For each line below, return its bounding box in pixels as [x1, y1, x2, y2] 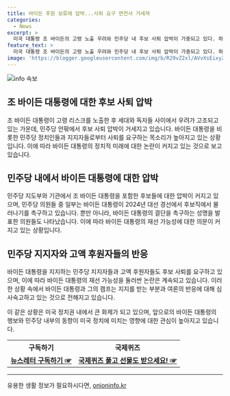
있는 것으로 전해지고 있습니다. [36, 293, 115, 302]
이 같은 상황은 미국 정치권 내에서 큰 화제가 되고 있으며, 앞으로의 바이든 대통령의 [7, 308, 217, 316]
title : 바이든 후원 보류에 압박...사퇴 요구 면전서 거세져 [7, 10, 151, 17]
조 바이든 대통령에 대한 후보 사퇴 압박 [7, 97, 153, 108]
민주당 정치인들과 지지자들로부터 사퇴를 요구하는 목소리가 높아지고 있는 [19, 133, 209, 141]
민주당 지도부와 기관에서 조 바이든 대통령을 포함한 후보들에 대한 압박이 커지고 [7, 191, 212, 200]
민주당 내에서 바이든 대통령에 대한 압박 [7, 172, 159, 184]
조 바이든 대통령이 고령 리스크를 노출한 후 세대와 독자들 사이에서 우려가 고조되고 [7, 116, 219, 124]
